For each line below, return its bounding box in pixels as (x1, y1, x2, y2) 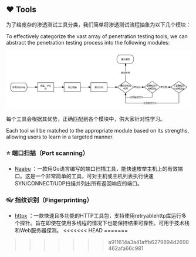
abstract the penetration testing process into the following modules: (6, 39, 170, 46)
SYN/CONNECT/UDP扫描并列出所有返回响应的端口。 (14, 180, 143, 187)
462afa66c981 (108, 245, 144, 252)
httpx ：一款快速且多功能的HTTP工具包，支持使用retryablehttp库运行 (14, 212, 182, 219)
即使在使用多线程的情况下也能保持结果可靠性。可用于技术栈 (45, 219, 190, 226)
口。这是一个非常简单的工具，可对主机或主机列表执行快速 (14, 173, 154, 180)
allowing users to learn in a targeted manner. (6, 133, 114, 140)
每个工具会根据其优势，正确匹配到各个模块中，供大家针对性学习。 (6, 115, 165, 122)
